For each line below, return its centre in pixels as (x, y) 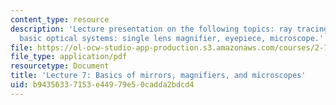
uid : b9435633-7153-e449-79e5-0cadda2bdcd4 (102, 85)
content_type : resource (60, 19)
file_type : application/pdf (69, 57)
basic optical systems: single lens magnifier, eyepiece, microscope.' (172, 38)
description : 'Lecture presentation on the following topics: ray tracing (169, 29)
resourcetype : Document (60, 66)
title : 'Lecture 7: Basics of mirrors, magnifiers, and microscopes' (158, 76)
